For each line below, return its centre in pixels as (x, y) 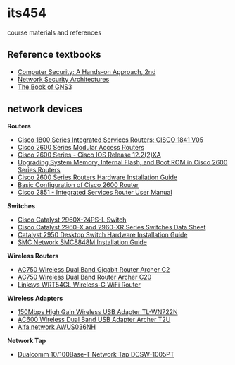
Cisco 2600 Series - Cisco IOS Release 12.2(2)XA (89, 155)
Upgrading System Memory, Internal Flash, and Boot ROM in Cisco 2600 (122, 162)
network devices (45, 109)
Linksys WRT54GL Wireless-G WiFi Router (79, 285)
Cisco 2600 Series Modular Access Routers (81, 147)
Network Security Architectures (63, 79)
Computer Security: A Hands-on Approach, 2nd (87, 71)
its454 (27, 13)
